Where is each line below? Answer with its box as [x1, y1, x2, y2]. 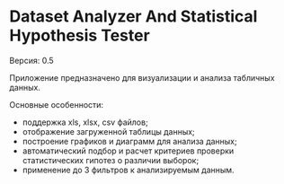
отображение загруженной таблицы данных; [22, 126, 195, 136]
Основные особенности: [9, 99, 104, 110]
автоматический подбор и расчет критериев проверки [22, 145, 235, 156]
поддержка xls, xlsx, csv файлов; [22, 117, 148, 127]
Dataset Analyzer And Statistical [9, 6, 258, 27]
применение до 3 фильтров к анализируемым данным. [22, 164, 235, 175]
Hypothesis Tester [9, 25, 150, 46]
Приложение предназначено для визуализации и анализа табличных [9, 72, 276, 83]
